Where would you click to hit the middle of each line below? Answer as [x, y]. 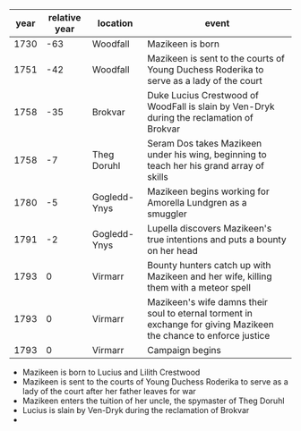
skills [158, 177]
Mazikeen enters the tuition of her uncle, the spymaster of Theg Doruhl [153, 401]
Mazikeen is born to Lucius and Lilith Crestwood [111, 372]
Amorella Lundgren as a [198, 203]
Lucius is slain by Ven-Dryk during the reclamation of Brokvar [136, 410]
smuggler [167, 214]
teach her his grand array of [206, 166]
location [115, 23]
